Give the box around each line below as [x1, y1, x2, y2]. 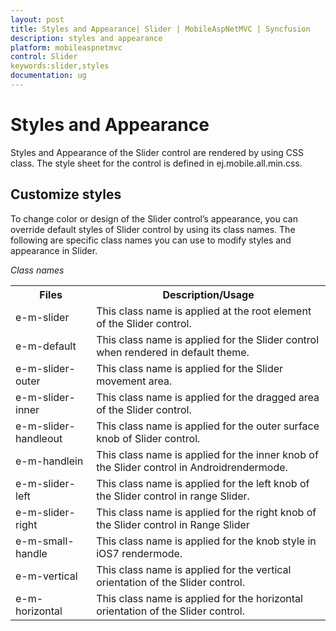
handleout [15, 431, 63, 445]
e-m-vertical [15, 569, 78, 583]
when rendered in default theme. [96, 345, 250, 359]
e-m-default [15, 339, 77, 353]
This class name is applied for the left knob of [96, 476, 310, 490]
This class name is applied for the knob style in [96, 534, 317, 548]
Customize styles [10, 186, 122, 203]
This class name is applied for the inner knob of [96, 447, 319, 461]
